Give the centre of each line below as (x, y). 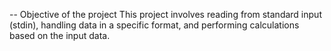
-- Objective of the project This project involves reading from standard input (165, 14)
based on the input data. (60, 35)
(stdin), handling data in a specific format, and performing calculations (154, 25)
